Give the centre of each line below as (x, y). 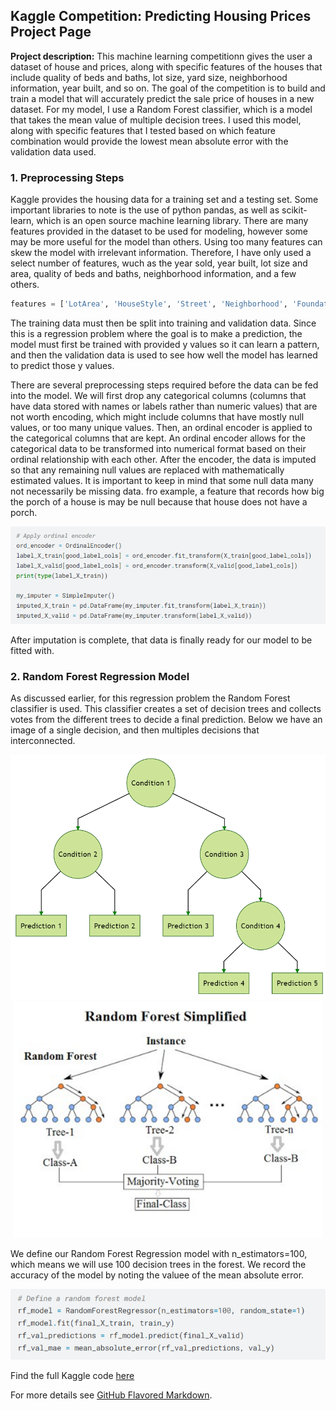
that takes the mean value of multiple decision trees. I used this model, (156, 120)
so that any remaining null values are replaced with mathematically (147, 470)
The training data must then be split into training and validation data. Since (163, 323)
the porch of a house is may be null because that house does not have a (159, 501)
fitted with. (32, 650)
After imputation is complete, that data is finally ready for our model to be (161, 640)
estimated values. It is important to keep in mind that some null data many (162, 480)
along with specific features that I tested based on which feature (143, 130)
